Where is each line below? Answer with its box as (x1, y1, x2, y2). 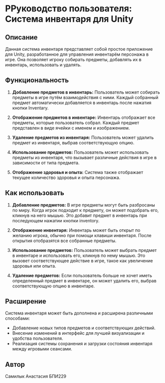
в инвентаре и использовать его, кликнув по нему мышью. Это (12, 252, 146, 258)
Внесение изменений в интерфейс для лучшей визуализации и (12, 330, 145, 336)
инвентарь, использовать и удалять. (5, 62, 82, 68)
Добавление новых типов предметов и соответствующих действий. (12, 325, 156, 331)
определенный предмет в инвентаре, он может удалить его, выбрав (12, 278, 157, 283)
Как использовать (5, 189, 65, 197)
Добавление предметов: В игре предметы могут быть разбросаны (12, 202, 156, 208)
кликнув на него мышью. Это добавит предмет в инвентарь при (12, 212, 147, 218)
